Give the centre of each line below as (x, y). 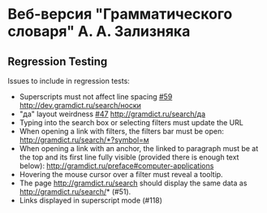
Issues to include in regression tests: (69, 81)
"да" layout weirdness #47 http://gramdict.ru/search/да (112, 114)
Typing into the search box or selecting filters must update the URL (131, 122)
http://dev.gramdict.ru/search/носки (80, 105)
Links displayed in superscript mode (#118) (91, 200)
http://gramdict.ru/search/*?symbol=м (84, 140)
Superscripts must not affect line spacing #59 (96, 97)
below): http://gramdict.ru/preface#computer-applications (116, 166)
